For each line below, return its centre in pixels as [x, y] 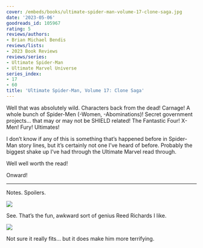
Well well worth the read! [37, 163]
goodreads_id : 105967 [34, 23]
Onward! [17, 175]
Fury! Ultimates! [40, 127]
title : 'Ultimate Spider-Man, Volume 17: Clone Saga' [76, 91]
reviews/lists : [25, 46]
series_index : [24, 74]
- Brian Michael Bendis [36, 40]
